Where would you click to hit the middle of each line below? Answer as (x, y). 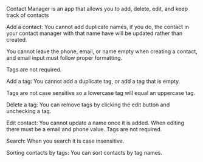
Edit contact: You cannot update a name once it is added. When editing (95, 123)
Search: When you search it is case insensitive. (65, 141)
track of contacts (28, 15)
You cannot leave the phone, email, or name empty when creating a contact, (102, 51)
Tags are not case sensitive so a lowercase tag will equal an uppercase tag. (101, 93)
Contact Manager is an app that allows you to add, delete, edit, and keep (97, 9)
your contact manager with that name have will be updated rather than (95, 33)
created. (17, 40)
